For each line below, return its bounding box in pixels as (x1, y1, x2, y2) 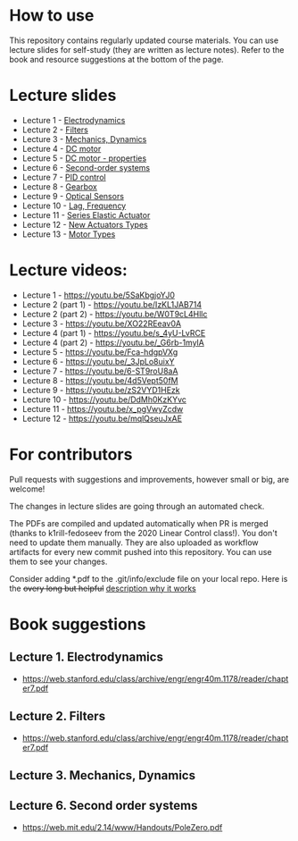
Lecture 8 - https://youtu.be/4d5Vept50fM (21, 374, 178, 385)
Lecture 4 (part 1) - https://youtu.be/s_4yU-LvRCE (21, 327, 206, 338)
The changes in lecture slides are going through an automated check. (9, 500, 265, 511)
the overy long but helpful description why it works (9, 583, 196, 593)
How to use (9, 5, 95, 26)
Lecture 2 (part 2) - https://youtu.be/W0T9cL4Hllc (21, 308, 208, 319)
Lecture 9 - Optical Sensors (21, 190, 125, 201)
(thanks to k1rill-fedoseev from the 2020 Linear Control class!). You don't (9, 527, 278, 538)
